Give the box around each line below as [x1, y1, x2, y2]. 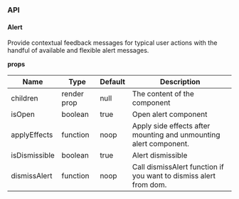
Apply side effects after [132, 121, 211, 131]
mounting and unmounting [132, 130, 221, 140]
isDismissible [11, 150, 55, 160]
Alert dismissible [132, 150, 188, 160]
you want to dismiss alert [132, 171, 216, 181]
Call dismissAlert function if [132, 162, 224, 172]
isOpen [11, 109, 36, 119]
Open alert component [132, 109, 208, 119]
